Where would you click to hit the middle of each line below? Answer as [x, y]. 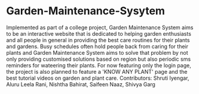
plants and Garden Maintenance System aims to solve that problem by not [97, 52]
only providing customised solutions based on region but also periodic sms [99, 59]
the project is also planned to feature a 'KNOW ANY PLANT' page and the [97, 71]
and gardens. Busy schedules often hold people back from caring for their [97, 46]
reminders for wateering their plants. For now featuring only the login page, [99, 65]
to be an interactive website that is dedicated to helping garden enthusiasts [99, 33]
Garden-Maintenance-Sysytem [86, 11]
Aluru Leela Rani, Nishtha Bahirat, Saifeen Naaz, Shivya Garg [81, 84]
